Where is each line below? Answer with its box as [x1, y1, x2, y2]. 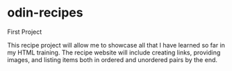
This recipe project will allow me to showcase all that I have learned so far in [7, 41, 226, 49]
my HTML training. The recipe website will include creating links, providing [7, 48, 221, 57]
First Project [7, 28, 42, 36]
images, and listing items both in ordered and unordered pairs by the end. [7, 55, 217, 63]
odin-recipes [7, 5, 83, 21]
